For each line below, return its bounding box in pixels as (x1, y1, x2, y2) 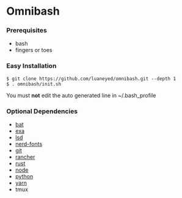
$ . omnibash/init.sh (6, 81, 62, 87)
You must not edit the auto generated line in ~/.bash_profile (6, 92, 156, 99)
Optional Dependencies (6, 107, 78, 116)
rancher (15, 153, 35, 161)
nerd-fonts (15, 141, 43, 148)
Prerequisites (6, 26, 47, 35)
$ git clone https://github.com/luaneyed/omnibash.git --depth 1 (6, 75, 176, 82)
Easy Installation (6, 62, 57, 70)
